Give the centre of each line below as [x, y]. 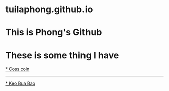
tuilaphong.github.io [49, 9]
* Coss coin [17, 69]
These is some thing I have [62, 55]
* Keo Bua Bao [20, 83]
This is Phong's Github [54, 32]
